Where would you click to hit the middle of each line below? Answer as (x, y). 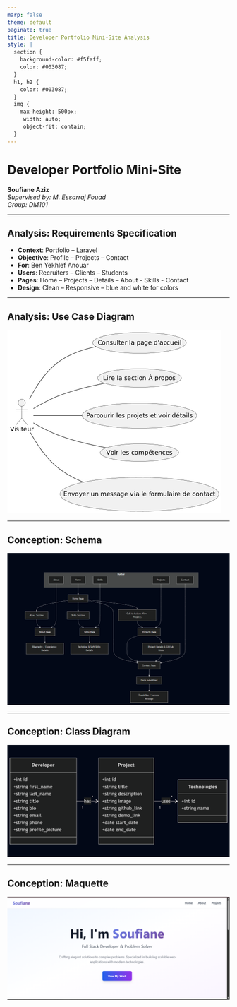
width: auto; (42, 119)
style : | (20, 45)
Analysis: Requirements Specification (92, 233)
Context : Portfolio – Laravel (57, 250)
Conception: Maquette (58, 884)
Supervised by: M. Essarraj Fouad (57, 197)
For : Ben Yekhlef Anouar (53, 266)
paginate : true (30, 30)
